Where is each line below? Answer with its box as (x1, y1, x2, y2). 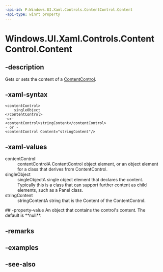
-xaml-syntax (5, 90, 48, 99)
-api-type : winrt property (5, 12, 60, 17)
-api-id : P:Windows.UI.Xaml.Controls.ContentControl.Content (5, 7, 133, 12)
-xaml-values (5, 142, 47, 151)
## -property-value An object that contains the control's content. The (5, 207, 146, 213)
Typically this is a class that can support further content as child (17, 182, 147, 188)
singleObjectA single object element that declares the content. (17, 177, 144, 183)
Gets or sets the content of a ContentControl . (5, 76, 97, 82)
